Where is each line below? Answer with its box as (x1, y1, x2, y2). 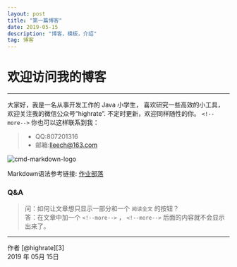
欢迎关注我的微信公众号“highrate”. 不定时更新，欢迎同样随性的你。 (7, 109, 200, 118)
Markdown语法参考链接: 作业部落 (7, 170, 104, 178)
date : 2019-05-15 (7, 23, 59, 30)
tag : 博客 (7, 37, 34, 44)
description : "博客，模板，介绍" (7, 30, 97, 37)
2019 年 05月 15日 (7, 252, 59, 261)
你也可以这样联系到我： (31, 118, 100, 127)
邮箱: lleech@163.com (35, 141, 97, 149)
